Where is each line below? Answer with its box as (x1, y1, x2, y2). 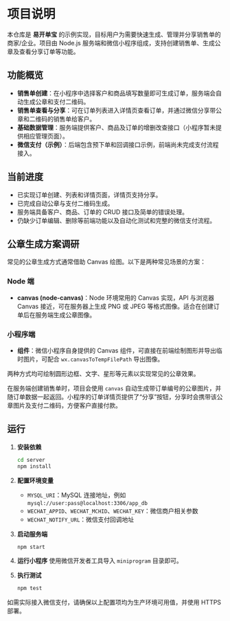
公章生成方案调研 (7, 238, 80, 250)
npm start (16, 543, 46, 550)
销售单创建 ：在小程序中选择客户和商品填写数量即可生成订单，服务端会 (16, 89, 216, 97)
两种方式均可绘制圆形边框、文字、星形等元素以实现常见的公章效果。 (7, 369, 200, 377)
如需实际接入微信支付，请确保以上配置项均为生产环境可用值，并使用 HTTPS (7, 598, 222, 607)
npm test (16, 585, 43, 592)
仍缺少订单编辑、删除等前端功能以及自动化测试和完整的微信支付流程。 (16, 216, 216, 224)
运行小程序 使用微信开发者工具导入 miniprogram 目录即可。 (16, 556, 183, 565)
